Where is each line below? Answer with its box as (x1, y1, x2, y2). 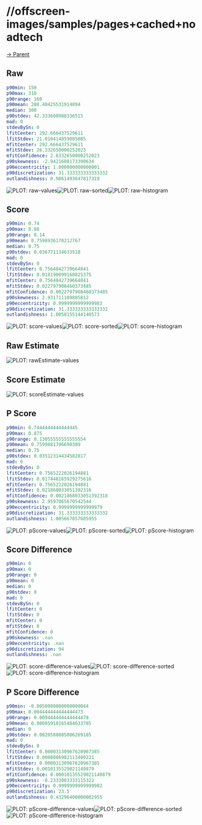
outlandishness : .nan (6, 652, 62, 658)
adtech (6, 31, 43, 44)
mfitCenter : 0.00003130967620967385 (6, 760, 100, 766)
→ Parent (6, 50, 30, 58)
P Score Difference (6, 687, 80, 697)
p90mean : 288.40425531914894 (6, 102, 81, 108)
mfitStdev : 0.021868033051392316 (6, 487, 92, 493)
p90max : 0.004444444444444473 (6, 709, 84, 715)
